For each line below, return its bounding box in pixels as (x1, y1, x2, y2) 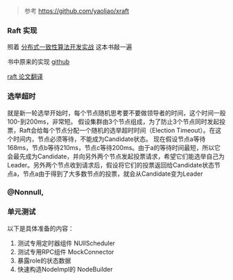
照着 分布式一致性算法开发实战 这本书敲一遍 (7, 43, 132, 51)
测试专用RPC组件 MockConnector (17, 247, 114, 256)
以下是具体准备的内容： (7, 224, 74, 232)
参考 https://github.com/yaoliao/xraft (24, 7, 130, 15)
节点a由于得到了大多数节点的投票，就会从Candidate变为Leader (22, 170, 203, 178)
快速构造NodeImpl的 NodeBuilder (17, 265, 113, 273)
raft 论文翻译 (7, 72, 44, 81)
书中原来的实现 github (7, 58, 70, 66)
